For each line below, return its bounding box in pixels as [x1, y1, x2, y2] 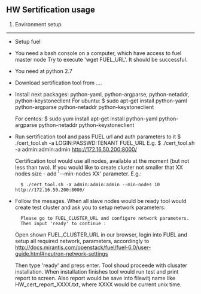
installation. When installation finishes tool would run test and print [14, 268, 179, 275]
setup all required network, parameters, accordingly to [14, 237, 150, 244]
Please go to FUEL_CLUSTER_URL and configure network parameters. [20, 215, 190, 221]
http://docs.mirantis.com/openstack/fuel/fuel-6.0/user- [14, 244, 151, 251]
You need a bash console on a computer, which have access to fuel [14, 49, 182, 56]
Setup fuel [14, 38, 41, 45]
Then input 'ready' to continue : [20, 220, 106, 226]
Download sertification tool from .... [14, 79, 102, 86]
